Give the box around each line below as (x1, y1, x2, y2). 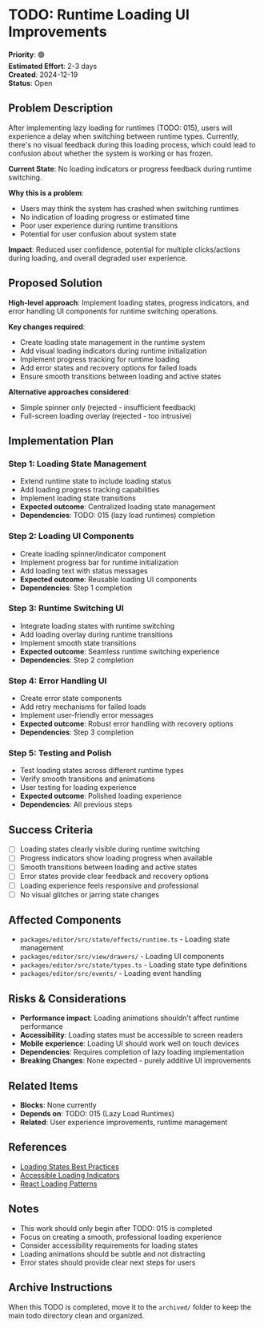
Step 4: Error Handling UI (8, 675, 107, 686)
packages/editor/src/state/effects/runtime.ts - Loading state (19, 934, 230, 944)
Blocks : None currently (19, 1100, 98, 1110)
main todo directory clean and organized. (8, 1310, 144, 1320)
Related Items (8, 1079, 78, 1092)
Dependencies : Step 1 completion (19, 583, 133, 593)
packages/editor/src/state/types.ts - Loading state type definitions (19, 960, 248, 970)
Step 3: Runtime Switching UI (8, 603, 124, 614)
